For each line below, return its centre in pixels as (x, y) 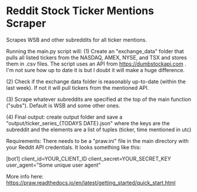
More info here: (25, 176)
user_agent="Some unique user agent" (54, 165)
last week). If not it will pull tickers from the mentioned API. (78, 87)
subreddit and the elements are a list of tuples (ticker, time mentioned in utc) (99, 129)
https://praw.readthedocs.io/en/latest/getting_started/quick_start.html (91, 183)
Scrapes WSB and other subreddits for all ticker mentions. (77, 40)
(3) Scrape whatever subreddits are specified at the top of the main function (99, 99)
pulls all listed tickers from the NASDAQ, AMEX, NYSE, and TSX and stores (96, 57)
